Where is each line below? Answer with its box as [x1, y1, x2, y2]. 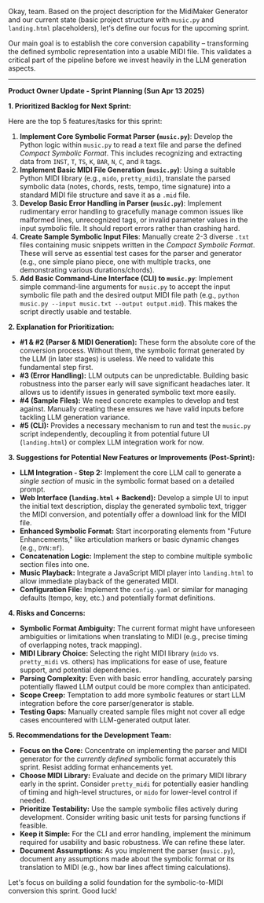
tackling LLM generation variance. [19, 412, 130, 422]
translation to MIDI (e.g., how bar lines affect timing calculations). [19, 863, 231, 872]
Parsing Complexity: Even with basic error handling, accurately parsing [19, 674, 253, 682]
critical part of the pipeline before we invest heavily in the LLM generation [8, 55, 247, 64]
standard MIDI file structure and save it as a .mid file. [19, 190, 191, 199]
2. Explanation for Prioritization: [8, 322, 115, 331]
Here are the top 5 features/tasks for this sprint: [8, 117, 163, 126]
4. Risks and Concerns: [8, 609, 86, 617]
